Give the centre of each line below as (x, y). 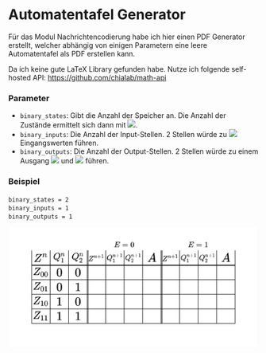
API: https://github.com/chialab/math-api (100, 77)
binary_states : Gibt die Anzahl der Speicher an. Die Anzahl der (123, 116)
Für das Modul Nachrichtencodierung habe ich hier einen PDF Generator (127, 37)
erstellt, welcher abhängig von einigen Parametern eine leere (108, 45)
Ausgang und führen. (64, 161)
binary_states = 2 (39, 200)
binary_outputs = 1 (40, 217)
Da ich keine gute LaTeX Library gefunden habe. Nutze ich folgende (119, 69)
